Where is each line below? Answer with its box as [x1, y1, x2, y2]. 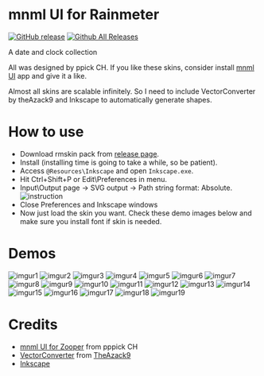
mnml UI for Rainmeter [8, 6, 160, 24]
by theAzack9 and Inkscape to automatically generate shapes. [8, 95, 212, 104]
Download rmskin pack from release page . [19, 149, 160, 158]
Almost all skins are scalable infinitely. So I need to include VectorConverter [8, 86, 256, 96]
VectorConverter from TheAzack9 [19, 350, 131, 359]
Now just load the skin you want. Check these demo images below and [19, 208, 252, 218]
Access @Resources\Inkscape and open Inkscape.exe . [19, 165, 194, 176]
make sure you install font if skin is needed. [19, 216, 162, 226]
